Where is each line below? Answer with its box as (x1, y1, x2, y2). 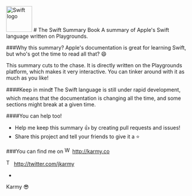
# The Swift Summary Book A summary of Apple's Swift (33, 27, 170, 33)
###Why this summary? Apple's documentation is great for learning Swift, (6, 44, 187, 51)
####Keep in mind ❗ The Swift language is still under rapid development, (6, 86, 181, 93)
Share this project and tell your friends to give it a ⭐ (14, 133, 140, 140)
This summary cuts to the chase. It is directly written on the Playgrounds (6, 62, 183, 68)
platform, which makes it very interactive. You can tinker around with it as (6, 68, 185, 75)
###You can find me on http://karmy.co (6, 148, 110, 155)
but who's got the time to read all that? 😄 (6, 50, 107, 57)
